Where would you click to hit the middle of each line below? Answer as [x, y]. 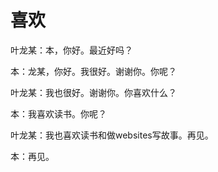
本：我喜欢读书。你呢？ [58, 113]
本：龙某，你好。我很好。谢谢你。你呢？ [93, 71]
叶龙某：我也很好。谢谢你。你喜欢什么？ [93, 92]
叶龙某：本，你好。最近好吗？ [71, 50]
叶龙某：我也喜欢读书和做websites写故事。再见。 [112, 135]
